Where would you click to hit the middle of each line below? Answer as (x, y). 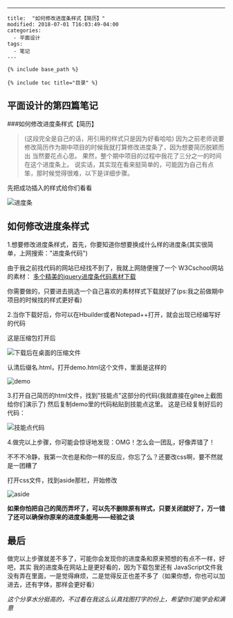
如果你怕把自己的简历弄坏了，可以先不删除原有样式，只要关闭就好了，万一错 (116, 508)
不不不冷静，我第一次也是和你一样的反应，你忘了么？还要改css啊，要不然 (112, 457)
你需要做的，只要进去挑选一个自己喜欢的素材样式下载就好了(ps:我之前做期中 (116, 291)
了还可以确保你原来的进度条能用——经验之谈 (71, 517)
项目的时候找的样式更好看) (45, 300)
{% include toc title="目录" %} (53, 83)
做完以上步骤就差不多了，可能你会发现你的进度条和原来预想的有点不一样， (113, 558)
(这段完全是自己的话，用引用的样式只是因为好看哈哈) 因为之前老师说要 (124, 138)
